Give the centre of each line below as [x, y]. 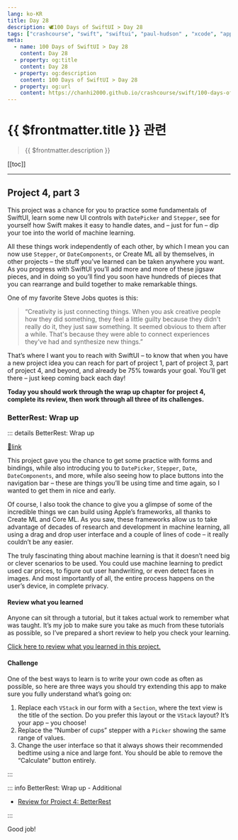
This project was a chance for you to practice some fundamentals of [107, 210]
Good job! [22, 829]
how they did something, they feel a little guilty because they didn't [123, 319]
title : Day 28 [28, 21]
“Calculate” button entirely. [57, 760]
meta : [15, 40]
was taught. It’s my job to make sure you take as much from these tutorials [116, 625]
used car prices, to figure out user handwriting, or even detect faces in [110, 571]
